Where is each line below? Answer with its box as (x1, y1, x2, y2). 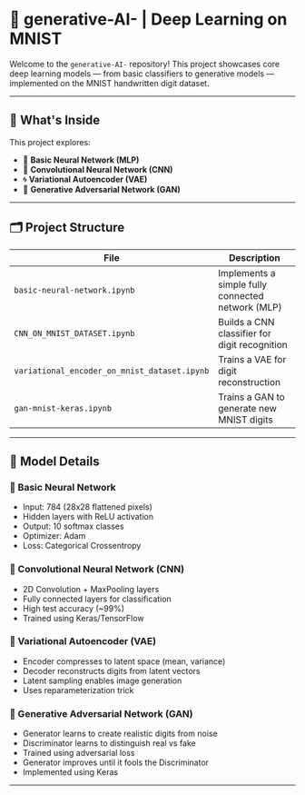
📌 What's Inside (9, 113, 101, 128)
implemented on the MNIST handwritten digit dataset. (9, 77, 211, 88)
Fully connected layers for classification (22, 593, 172, 604)
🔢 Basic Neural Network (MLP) (22, 154, 140, 165)
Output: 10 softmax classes (22, 521, 124, 532)
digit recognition (217, 338, 288, 351)
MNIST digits (217, 413, 274, 426)
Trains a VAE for (217, 353, 287, 365)
